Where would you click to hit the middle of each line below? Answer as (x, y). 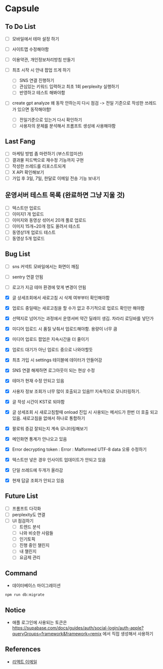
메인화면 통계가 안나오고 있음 (39, 439)
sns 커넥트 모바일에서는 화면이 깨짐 (45, 266)
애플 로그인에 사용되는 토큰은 (39, 622)
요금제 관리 (30, 558)
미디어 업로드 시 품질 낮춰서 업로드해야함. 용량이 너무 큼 (65, 329)
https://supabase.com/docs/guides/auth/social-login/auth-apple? (78, 627)
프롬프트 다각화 (27, 508)
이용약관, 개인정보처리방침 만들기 (43, 60)
